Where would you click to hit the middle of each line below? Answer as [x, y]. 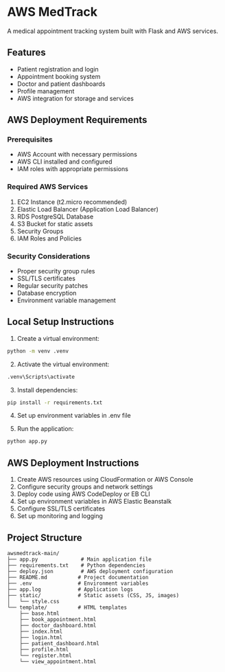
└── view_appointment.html [58, 661]
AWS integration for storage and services [75, 98]
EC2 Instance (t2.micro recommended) [72, 202]
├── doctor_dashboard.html [58, 625]
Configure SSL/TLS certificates [61, 508]
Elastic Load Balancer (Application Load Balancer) [88, 209]
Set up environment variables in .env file [74, 416]
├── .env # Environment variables [78, 583]
